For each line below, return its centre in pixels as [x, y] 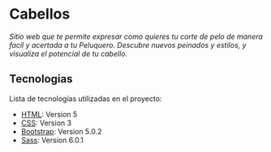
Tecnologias [41, 79]
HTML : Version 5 [49, 114]
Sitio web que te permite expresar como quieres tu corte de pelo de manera [136, 36]
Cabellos [40, 14]
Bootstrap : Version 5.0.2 [61, 131]
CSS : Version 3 [46, 123]
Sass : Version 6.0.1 [52, 140]
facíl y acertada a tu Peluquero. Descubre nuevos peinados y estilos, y [128, 44]
